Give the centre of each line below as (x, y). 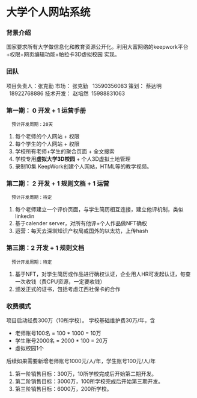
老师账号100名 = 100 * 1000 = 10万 (58, 333)
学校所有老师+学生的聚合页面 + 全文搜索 (65, 152)
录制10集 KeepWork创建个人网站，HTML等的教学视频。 (83, 167)
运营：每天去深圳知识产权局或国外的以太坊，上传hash (81, 231)
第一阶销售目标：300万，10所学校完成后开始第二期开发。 (86, 373)
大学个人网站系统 (49, 12)
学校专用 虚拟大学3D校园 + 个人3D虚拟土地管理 (73, 159)
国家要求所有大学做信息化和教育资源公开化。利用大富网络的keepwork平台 (97, 47)
